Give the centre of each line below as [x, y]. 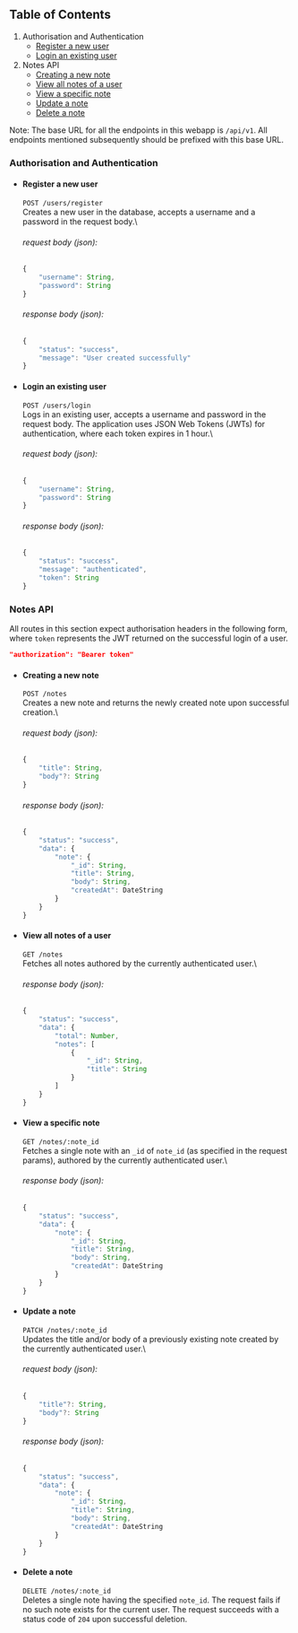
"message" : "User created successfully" [115, 358]
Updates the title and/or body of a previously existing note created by [150, 1339]
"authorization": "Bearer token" [72, 655]
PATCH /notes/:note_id [64, 1330]
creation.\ [40, 712]
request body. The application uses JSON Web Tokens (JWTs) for [144, 424]
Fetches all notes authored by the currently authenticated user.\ [140, 963]
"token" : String [69, 578]
